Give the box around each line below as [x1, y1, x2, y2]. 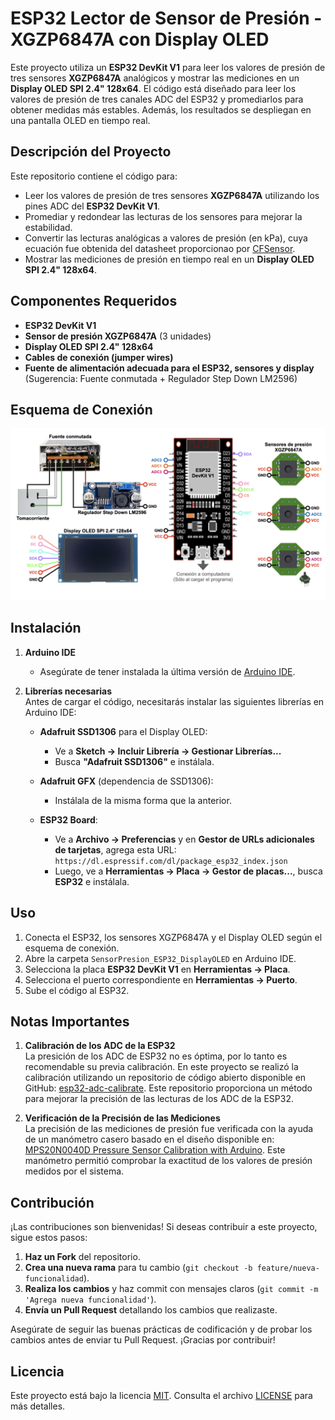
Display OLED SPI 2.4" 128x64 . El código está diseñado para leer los [10, 82, 297, 94]
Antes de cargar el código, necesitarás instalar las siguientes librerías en [24, 695, 325, 707]
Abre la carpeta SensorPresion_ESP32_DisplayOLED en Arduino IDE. [24, 952, 297, 964]
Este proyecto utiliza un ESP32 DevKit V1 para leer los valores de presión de [10, 61, 326, 73]
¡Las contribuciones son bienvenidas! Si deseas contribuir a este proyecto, [10, 1221, 318, 1233]
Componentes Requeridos [10, 293, 178, 310]
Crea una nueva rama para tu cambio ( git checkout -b [24, 1262, 253, 1274]
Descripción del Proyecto [10, 143, 172, 161]
